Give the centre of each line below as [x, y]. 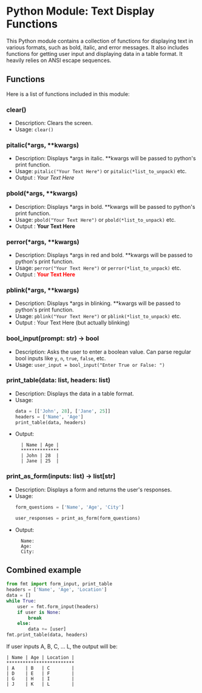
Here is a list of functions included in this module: [68, 94]
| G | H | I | [40, 679]
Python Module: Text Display [80, 11]
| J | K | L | [40, 684]
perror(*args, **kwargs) [43, 242]
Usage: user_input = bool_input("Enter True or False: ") [90, 364]
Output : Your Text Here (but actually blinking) [72, 323]
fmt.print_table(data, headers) [47, 635]
